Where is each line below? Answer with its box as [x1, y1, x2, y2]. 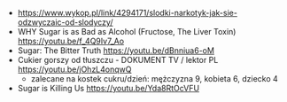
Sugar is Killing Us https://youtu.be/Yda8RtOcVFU [17, 83, 200, 93]
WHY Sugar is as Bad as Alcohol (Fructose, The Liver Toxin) [17, 27, 237, 36]
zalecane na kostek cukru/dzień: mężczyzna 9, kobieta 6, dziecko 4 [30, 74, 279, 83]
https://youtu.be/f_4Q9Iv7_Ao [17, 35, 125, 46]
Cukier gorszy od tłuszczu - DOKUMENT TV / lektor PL [17, 55, 219, 65]
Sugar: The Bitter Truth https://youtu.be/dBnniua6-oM [17, 45, 215, 56]
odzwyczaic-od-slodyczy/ [17, 17, 113, 27]
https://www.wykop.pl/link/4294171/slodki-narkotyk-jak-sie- [17, 8, 237, 18]
